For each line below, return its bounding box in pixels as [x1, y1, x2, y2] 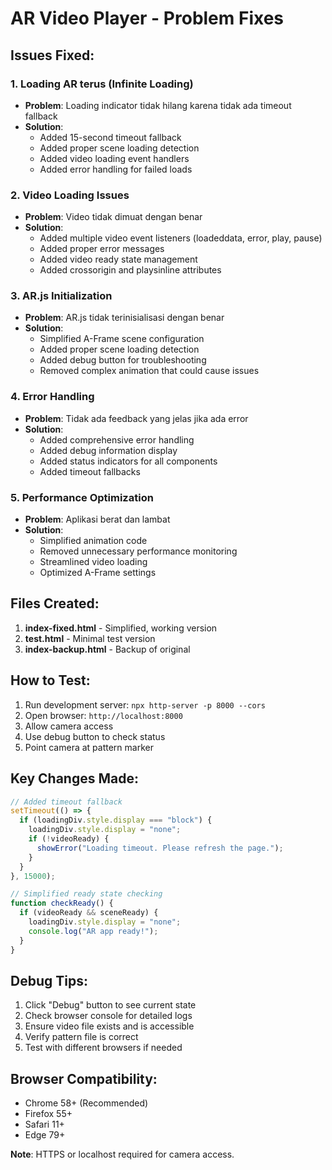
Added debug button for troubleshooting [39, 354, 207, 366]
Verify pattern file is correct [24, 1031, 139, 1043]
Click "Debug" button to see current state [24, 999, 197, 1011]
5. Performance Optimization [10, 490, 154, 504]
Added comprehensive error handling [39, 433, 195, 446]
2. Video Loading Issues [10, 188, 130, 202]
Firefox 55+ [24, 1108, 73, 1120]
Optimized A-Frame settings [39, 567, 157, 579]
